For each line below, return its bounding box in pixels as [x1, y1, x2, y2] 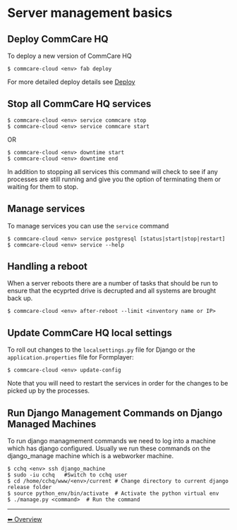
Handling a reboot [7, 261, 88, 273]
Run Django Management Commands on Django [7, 407, 223, 419]
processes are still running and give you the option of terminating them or [7, 175, 221, 183]
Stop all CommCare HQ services [7, 98, 152, 110]
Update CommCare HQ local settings [7, 326, 173, 339]
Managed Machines [7, 418, 97, 430]
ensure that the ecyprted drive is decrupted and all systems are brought [7, 287, 217, 295]
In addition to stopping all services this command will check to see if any [7, 167, 219, 175]
